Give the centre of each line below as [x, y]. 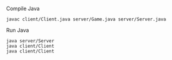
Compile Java [23, 9]
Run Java [18, 30]
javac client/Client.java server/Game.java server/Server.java [86, 19]
